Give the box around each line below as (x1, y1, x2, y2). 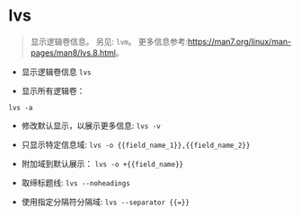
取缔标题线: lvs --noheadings (21, 177, 131, 188)
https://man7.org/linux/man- (187, 36, 292, 47)
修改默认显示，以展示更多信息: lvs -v (21, 120, 161, 131)
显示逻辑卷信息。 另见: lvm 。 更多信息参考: (30, 36, 189, 47)
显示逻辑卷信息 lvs (21, 66, 92, 77)
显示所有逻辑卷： (21, 85, 85, 96)
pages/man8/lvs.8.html (30, 47, 116, 58)
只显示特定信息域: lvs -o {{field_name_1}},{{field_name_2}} (21, 139, 251, 150)
